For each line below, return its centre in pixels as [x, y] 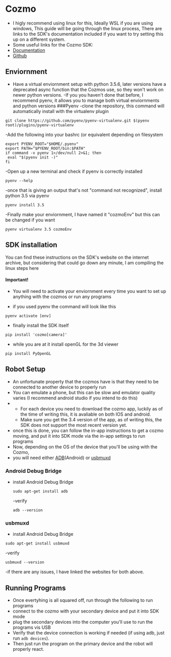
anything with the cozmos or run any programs [62, 297]
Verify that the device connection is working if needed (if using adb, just [89, 632]
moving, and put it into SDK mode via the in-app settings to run [79, 436]
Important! [17, 280]
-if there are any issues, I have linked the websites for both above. [75, 572]
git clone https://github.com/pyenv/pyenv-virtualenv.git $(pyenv [77, 121]
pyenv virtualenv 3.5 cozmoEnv [39, 229]
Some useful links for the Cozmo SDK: [53, 44]
